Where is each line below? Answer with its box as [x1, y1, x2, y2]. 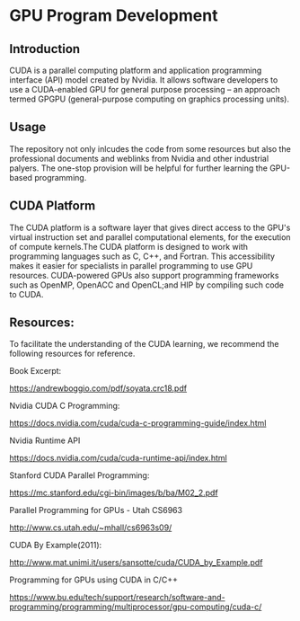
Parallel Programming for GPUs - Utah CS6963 [9, 505, 182, 516]
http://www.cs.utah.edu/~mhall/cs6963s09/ [9, 522, 172, 533]
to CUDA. [9, 288, 44, 299]
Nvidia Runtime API [9, 435, 81, 446]
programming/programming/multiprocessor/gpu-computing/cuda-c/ [9, 601, 262, 612]
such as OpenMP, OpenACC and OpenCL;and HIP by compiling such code [9, 279, 285, 290]
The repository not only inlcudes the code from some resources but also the [9, 143, 292, 154]
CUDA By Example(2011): [9, 540, 102, 551]
